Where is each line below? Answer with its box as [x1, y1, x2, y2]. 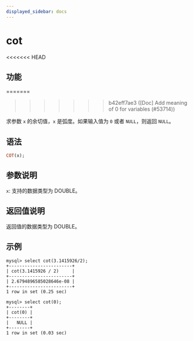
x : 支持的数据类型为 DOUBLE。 [6, 187, 81, 194]
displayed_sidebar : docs [6, 8, 67, 15]
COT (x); [6, 153, 25, 159]
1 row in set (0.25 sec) [6, 289, 67, 294]
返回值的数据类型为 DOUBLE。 [6, 223, 81, 230]
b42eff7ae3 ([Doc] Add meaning [108, 100, 188, 107]
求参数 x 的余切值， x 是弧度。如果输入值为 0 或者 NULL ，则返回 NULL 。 [6, 118, 175, 125]
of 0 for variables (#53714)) [108, 105, 175, 112]
